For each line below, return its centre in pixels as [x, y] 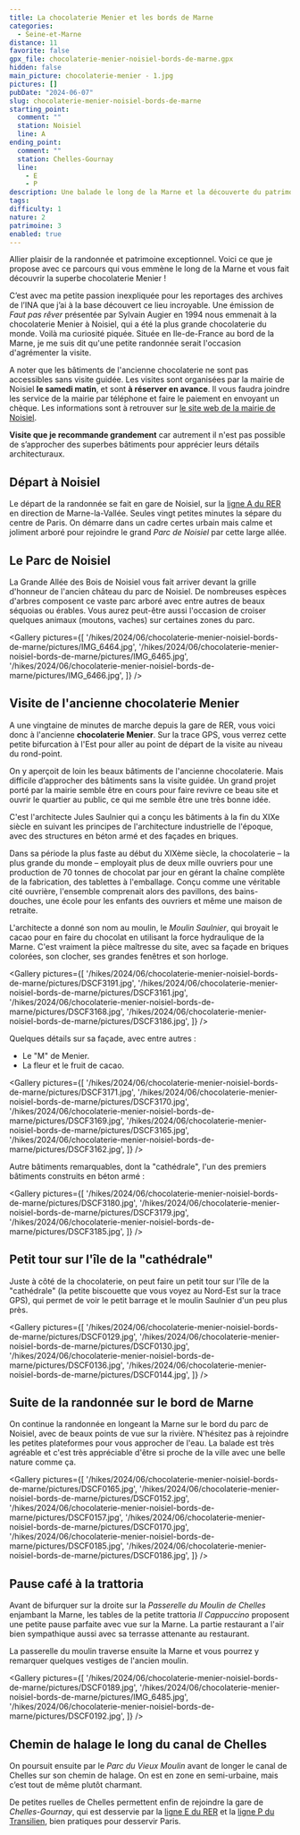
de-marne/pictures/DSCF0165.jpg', [74, 1489]
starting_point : [39, 109]
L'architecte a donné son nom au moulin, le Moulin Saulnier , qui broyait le [144, 927]
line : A [32, 134]
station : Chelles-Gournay [66, 159]
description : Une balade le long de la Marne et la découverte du [135, 192]
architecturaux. [37, 454]
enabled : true [36, 234]
